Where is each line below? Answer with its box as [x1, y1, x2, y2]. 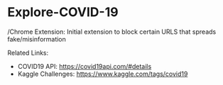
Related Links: [7, 48, 49, 57]
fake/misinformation [7, 34, 66, 43]
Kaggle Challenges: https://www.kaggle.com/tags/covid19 [17, 70, 188, 78]
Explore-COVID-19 [7, 4, 119, 20]
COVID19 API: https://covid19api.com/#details [17, 62, 152, 70]
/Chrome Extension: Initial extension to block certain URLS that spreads [7, 27, 217, 36]
